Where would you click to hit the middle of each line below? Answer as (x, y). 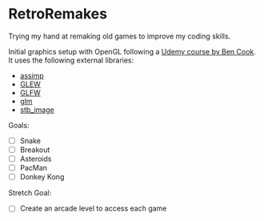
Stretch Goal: (30, 193)
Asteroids (36, 159)
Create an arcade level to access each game (93, 208)
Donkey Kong (42, 177)
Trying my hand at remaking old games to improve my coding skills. (120, 36)
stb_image (37, 110)
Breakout (35, 150)
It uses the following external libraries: (71, 60)
